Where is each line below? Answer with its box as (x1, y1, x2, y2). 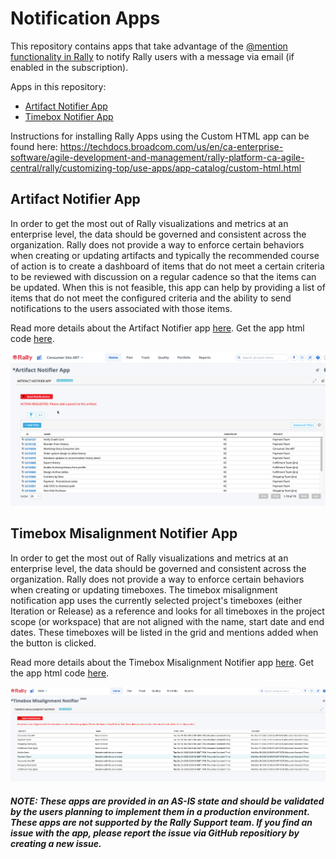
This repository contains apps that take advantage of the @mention (10, 40, 288, 52)
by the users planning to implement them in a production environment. (10, 805, 310, 817)
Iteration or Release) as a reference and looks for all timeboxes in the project (10, 605, 325, 617)
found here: (10, 140, 58, 152)
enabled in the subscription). (10, 61, 129, 73)
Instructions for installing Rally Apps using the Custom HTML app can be (10, 130, 310, 142)
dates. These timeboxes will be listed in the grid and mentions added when (10, 626, 319, 638)
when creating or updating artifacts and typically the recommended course (10, 249, 320, 261)
